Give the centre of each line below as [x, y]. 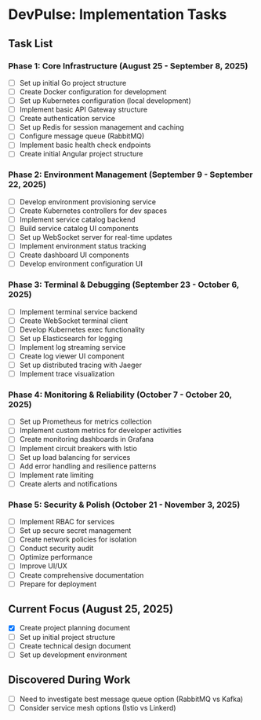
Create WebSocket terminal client [73, 321]
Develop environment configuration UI [81, 264]
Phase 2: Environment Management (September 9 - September [130, 174]
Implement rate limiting [56, 475]
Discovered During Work [69, 680]
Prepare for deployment [58, 584]
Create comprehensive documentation [82, 575]
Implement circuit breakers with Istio [78, 448]
